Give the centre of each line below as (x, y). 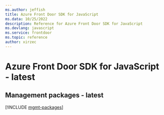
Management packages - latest (55, 95)
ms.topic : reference (27, 38)
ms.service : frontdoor (28, 33)
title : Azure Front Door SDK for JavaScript (52, 14)
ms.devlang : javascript (30, 28)
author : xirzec (21, 42)
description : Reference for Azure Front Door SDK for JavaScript (74, 24)
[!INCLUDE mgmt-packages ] (34, 107)
